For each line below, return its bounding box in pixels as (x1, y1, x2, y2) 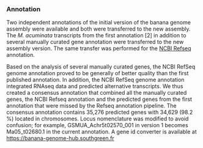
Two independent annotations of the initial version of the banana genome (6, 19, 191, 26)
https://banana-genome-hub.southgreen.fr (6, 135, 114, 142)
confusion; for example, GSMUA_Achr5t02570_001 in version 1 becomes (6, 122, 188, 129)
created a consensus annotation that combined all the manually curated (6, 89, 187, 97)
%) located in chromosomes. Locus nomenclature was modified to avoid (6, 115, 189, 122)
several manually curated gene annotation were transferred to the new (6, 39, 184, 46)
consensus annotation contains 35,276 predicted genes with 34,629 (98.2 (6, 109, 193, 116)
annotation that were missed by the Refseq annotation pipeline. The (6, 102, 177, 109)
